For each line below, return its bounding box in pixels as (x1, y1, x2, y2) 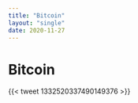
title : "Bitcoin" (8, 11, 65, 20)
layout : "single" (8, 19, 65, 27)
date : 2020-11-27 (8, 26, 65, 34)
